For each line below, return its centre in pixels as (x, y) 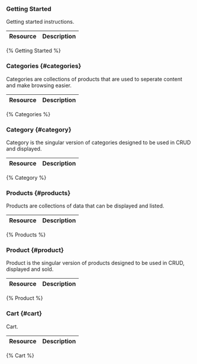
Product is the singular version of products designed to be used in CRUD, (95, 263)
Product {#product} (35, 250)
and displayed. (24, 149)
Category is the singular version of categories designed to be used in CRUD (98, 142)
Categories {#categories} (44, 66)
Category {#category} (39, 129)
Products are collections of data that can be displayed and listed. (85, 206)
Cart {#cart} (24, 314)
